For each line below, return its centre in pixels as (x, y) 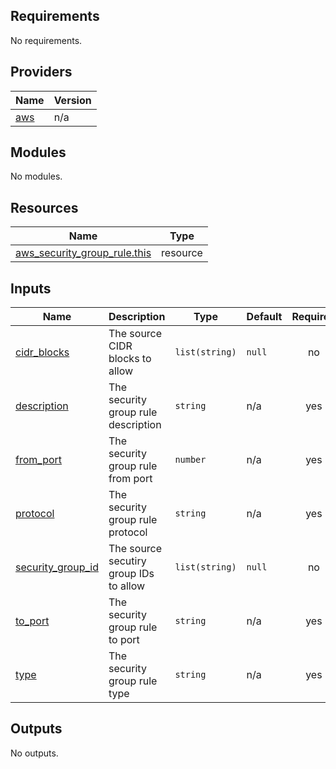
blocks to (130, 359)
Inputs (31, 288)
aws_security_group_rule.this (83, 253)
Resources (44, 207)
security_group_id (57, 567)
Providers (41, 72)
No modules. (36, 176)
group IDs (131, 574)
